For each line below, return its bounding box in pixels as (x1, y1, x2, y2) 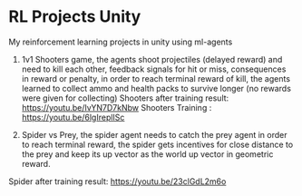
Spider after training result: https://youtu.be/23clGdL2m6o (8, 175, 227, 187)
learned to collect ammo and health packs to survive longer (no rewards (21, 83, 292, 93)
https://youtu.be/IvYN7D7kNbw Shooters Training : (21, 102, 212, 113)
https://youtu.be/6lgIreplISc (21, 112, 125, 122)
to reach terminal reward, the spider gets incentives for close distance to (21, 139, 294, 150)
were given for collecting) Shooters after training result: (21, 93, 229, 103)
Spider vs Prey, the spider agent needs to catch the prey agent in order (21, 129, 287, 140)
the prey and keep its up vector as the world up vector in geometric (21, 148, 274, 160)
